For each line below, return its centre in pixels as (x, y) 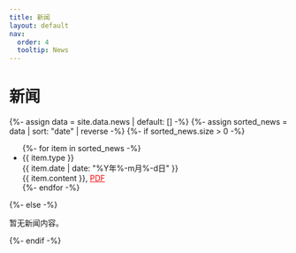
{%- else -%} (34, 205)
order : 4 (33, 42)
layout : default (39, 26)
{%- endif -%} (35, 241)
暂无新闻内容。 (36, 223)
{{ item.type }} (48, 158)
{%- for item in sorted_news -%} (81, 149)
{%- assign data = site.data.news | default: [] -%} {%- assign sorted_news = (148, 122)
